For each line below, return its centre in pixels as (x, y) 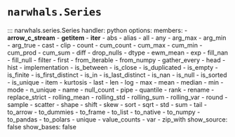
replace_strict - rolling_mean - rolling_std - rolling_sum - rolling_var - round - (117, 97)
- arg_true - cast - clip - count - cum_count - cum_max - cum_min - (105, 45)
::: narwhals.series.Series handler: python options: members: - (98, 30)
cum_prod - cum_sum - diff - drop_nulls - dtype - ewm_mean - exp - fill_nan (118, 52)
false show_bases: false (42, 127)
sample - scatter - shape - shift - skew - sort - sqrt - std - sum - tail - (107, 104)
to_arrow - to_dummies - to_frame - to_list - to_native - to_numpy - (104, 112)
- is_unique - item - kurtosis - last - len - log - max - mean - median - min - (115, 82)
